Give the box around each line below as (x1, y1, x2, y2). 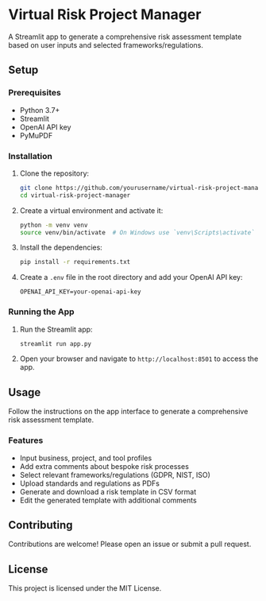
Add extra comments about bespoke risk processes (19, 461, 189, 471)
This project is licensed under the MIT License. (8, 584, 162, 593)
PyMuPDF (19, 130, 53, 140)
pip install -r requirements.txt (19, 258, 131, 266)
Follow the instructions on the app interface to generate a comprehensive (8, 407, 249, 417)
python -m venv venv (19, 221, 88, 229)
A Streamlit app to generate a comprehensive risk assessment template (8, 32, 242, 41)
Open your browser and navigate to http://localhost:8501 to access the (19, 354, 259, 363)
